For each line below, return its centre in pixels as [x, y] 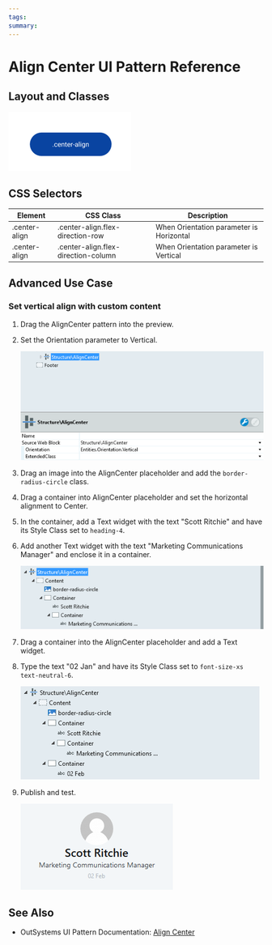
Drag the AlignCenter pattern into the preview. [97, 324]
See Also [31, 912]
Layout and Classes [59, 97]
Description [208, 215]
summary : [23, 26]
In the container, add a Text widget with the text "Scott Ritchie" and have [141, 521]
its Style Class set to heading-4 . [72, 530]
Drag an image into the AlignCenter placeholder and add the [120, 473]
